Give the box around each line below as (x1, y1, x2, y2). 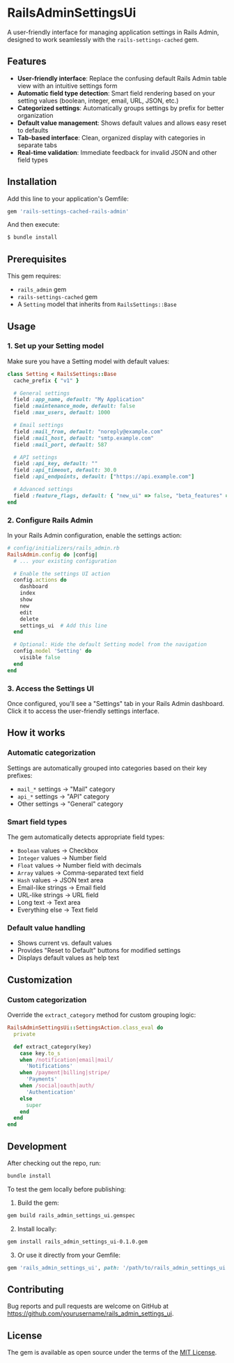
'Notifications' (25, 1062, 73, 1070)
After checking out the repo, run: (7, 1159, 101, 1167)
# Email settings (13, 422, 64, 429)
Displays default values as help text (17, 954, 120, 962)
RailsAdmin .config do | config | (7, 551, 98, 558)
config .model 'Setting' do (13, 647, 92, 655)
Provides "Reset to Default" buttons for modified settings (17, 947, 181, 955)
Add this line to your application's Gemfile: (7, 194, 129, 203)
